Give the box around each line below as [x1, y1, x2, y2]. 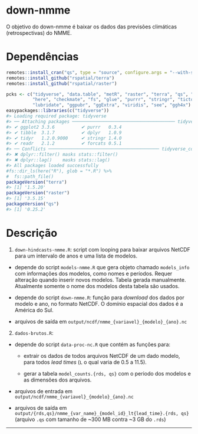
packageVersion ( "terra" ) [6, 179, 67, 185]
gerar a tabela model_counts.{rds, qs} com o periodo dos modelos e [23, 370, 192, 377]
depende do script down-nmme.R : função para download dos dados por [14, 293, 184, 301]
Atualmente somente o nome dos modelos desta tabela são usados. [14, 282, 180, 289]
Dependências [6, 50, 79, 64]
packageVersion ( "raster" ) [6, 190, 70, 196]
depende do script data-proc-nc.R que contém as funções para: [14, 341, 171, 348]
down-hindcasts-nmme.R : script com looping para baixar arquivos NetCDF [14, 246, 190, 253]
